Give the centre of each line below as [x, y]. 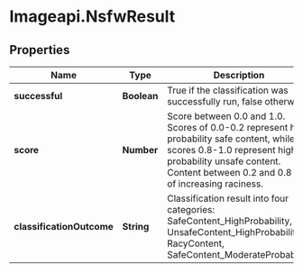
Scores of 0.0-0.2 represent [227, 127]
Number [140, 150]
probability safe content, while [231, 139]
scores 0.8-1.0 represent [221, 150]
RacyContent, [195, 243]
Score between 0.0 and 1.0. [226, 116]
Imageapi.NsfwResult [92, 17]
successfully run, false [215, 101]
